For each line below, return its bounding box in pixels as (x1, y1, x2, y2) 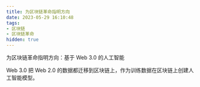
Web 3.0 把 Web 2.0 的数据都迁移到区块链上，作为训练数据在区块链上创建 (6, 67, 189, 74)
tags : (6, 20, 20, 26)
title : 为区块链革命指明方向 (6, 8, 70, 15)
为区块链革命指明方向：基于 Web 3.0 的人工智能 (6, 54, 125, 61)
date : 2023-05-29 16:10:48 (6, 14, 74, 20)
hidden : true (6, 37, 39, 43)
